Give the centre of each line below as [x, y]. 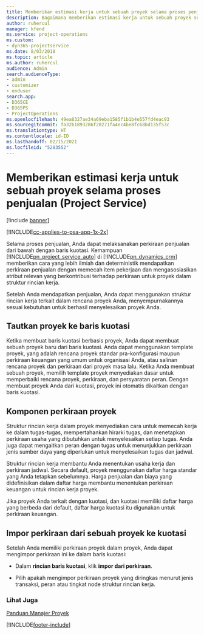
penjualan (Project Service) [76, 203]
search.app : [21, 97]
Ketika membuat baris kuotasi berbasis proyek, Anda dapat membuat [93, 341]
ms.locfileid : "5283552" [38, 147]
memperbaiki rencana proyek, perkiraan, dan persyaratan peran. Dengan [98, 380]
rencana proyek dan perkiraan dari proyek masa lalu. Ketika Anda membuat [100, 366]
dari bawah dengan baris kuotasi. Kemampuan [64, 250]
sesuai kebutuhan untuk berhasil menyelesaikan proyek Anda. [84, 307]
